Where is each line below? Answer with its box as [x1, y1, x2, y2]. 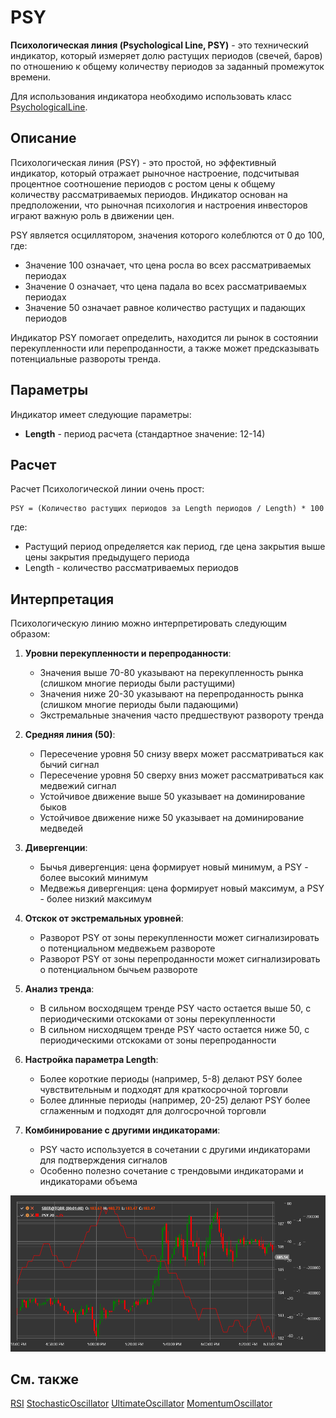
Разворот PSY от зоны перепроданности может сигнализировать [39, 953, 321, 965]
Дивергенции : [24, 842, 88, 854]
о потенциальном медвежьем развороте [39, 942, 216, 955]
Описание [10, 130, 77, 147]
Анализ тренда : [24, 983, 95, 995]
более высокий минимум [39, 872, 149, 884]
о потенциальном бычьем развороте [39, 964, 198, 976]
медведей [39, 822, 84, 835]
